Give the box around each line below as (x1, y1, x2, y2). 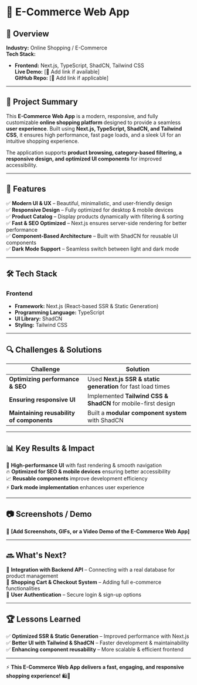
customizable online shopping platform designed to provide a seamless (6, 119, 181, 126)
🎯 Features (6, 184, 46, 194)
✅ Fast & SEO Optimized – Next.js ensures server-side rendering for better (6, 219, 187, 226)
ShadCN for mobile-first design (87, 399, 175, 407)
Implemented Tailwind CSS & (87, 392, 169, 400)
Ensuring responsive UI (9, 396, 76, 404)
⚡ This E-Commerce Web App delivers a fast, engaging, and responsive (6, 664, 184, 671)
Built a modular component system (87, 409, 187, 417)
